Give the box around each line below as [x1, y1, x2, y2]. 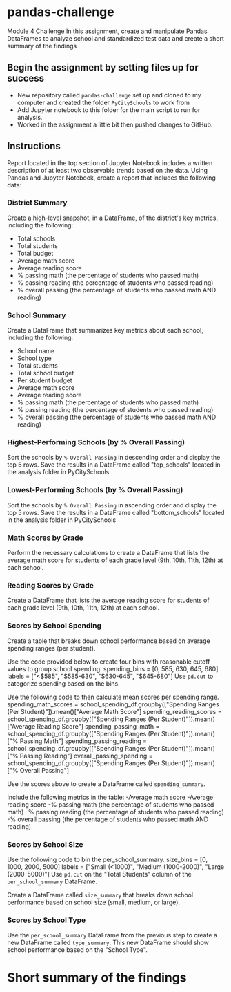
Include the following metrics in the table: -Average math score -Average [7, 793, 214, 801]
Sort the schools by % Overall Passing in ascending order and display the [7, 500, 217, 509]
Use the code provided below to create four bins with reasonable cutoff [7, 657, 210, 666]
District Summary [7, 198, 68, 207]
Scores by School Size [7, 839, 83, 849]
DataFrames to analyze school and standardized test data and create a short [7, 34, 224, 42]
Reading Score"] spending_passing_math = [37, 722, 160, 730]
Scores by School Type [7, 915, 86, 925]
